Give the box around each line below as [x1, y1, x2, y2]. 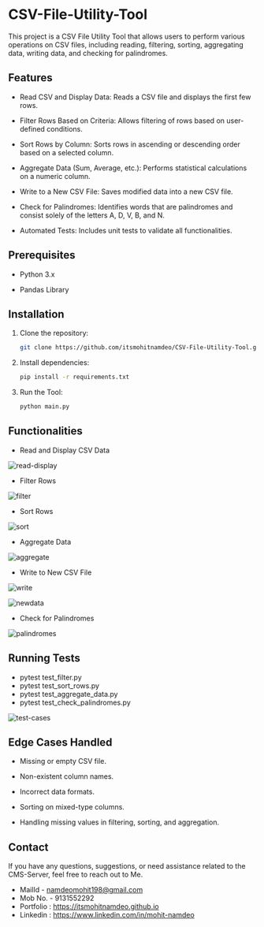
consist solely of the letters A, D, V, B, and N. [19, 210, 165, 220]
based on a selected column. [19, 147, 114, 157]
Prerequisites [8, 248, 76, 262]
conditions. [46, 124, 83, 133]
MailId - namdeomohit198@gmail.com [19, 885, 143, 895]
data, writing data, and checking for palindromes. [8, 48, 168, 58]
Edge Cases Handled [8, 735, 113, 750]
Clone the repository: [19, 329, 89, 338]
